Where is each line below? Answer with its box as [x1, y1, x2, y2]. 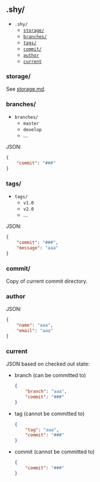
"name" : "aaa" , [16, 322, 53, 329]
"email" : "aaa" [16, 328, 53, 334]
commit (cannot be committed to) [14, 448, 95, 456]
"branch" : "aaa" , [25, 389, 67, 395]
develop [23, 127, 42, 133]
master [23, 121, 40, 127]
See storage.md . [6, 86, 46, 93]
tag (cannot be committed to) [14, 410, 85, 417]
